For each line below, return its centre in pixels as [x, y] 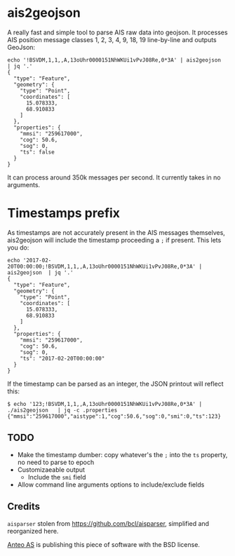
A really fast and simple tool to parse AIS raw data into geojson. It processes [117, 32]
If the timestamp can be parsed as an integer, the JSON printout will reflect [115, 384]
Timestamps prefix [64, 213]
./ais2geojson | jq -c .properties [62, 410]
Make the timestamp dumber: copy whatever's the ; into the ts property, [122, 454]
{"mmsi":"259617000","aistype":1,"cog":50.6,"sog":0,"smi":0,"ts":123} [114, 416]
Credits [24, 507]
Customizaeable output [51, 469]
